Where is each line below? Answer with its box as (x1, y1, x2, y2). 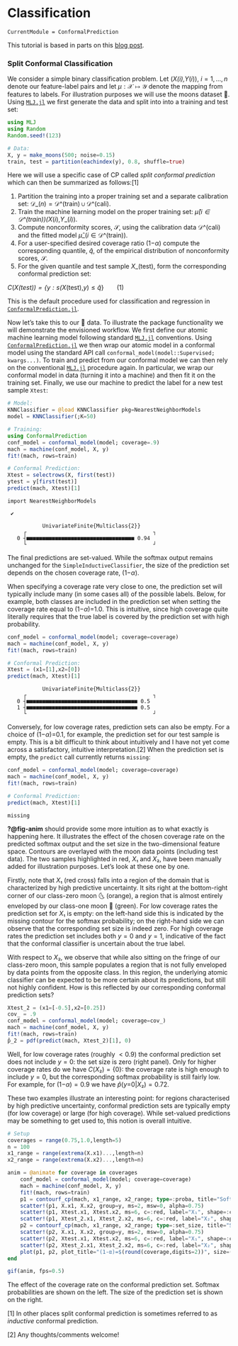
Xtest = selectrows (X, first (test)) (7, 471, 115, 479)
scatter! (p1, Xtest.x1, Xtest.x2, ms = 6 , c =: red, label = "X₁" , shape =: (20, 1208, 230, 1216)
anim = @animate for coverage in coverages (7, 1170, 138, 1177)
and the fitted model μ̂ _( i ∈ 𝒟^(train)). (17, 231, 128, 240)
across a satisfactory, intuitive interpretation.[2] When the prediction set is (7, 746, 225, 754)
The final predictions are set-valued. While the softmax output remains (7, 553, 214, 561)
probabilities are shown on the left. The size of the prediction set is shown (7, 1288, 223, 1296)
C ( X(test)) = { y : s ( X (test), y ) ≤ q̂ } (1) (7, 284, 124, 292)
